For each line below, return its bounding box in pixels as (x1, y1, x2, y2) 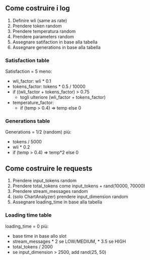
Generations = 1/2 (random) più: (5, 129, 71, 135)
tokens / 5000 (12, 139, 42, 145)
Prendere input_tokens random (12, 178, 77, 184)
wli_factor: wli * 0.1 (12, 78, 51, 84)
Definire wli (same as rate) (12, 17, 67, 23)
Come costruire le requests (5, 164, 93, 173)
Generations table (5, 118, 50, 125)
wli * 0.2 (12, 144, 30, 150)
